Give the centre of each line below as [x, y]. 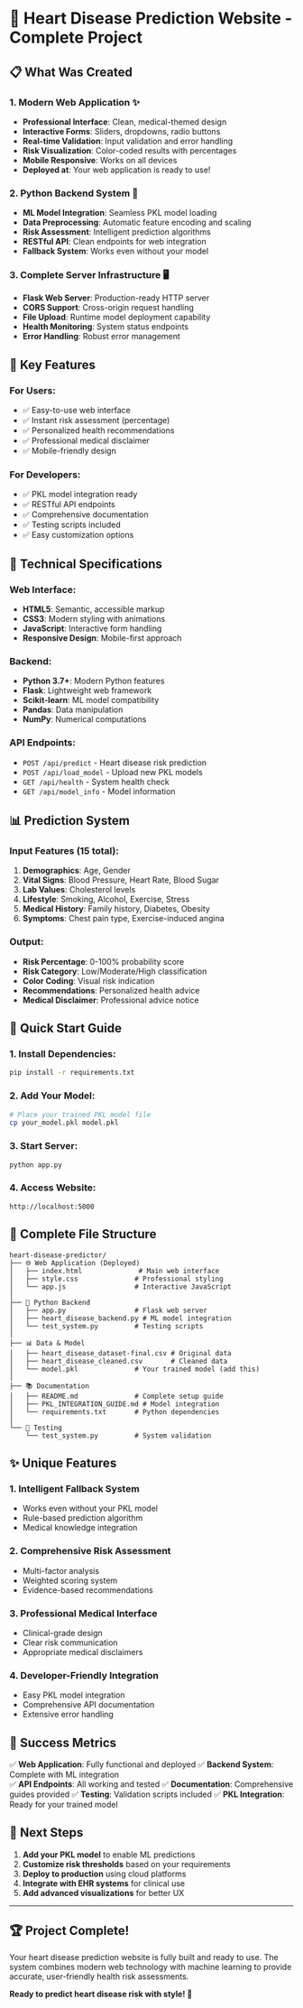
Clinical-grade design [63, 1633]
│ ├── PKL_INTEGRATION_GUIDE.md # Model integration [115, 1404]
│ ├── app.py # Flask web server [108, 1310]
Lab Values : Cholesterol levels [79, 890]
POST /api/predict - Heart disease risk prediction [115, 763]
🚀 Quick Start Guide [65, 1028]
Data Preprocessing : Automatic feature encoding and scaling [137, 222]
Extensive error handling [68, 1715]
